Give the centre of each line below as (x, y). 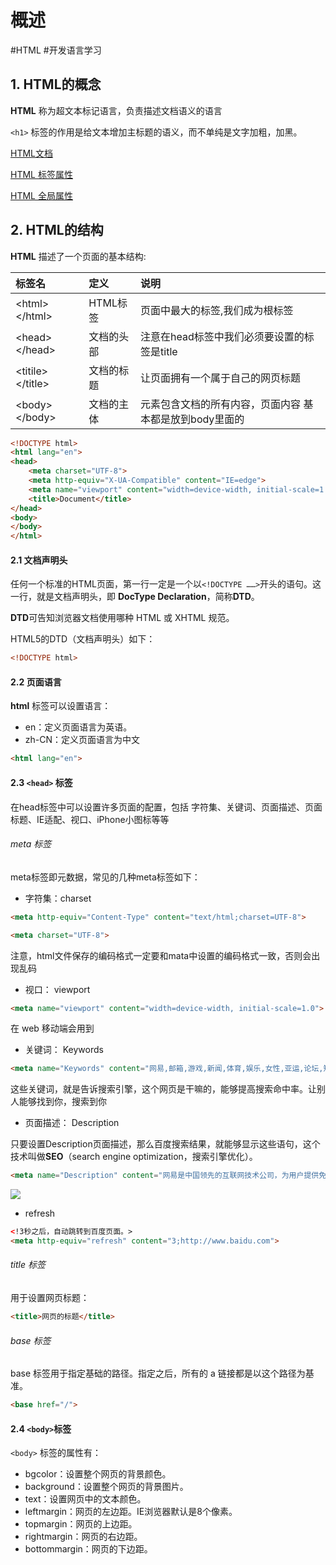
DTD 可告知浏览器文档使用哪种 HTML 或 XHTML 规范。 (122, 618)
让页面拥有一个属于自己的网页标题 (221, 378)
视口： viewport (57, 989)
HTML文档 (32, 153)
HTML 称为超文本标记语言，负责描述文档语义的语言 (116, 110)
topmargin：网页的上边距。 (81, 1524)
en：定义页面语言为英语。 (78, 727)
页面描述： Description (72, 1123)
